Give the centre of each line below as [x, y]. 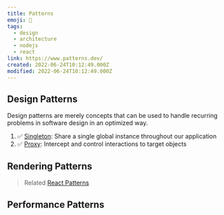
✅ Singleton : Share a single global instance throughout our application [117, 136]
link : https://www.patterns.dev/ [55, 59]
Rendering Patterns [50, 166]
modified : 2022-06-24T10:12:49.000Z [60, 71]
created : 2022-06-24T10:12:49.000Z [58, 65]
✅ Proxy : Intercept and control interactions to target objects [102, 144]
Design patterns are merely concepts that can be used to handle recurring [113, 116]
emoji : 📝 [20, 20]
